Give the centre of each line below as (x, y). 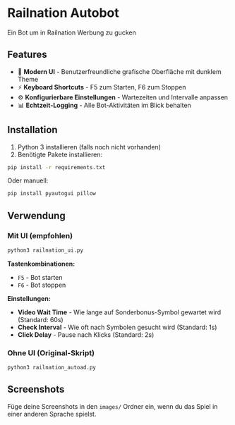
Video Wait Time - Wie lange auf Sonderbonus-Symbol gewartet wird (119, 312)
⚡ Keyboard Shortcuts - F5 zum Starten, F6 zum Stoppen (102, 87)
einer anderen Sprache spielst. (52, 414)
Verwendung (36, 215)
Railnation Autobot (64, 13)
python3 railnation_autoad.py (52, 368)
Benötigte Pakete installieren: (60, 154)
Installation (32, 130)
